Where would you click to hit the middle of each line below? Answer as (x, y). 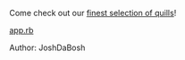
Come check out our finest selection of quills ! (93, 13)
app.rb (21, 30)
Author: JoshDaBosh (47, 47)
